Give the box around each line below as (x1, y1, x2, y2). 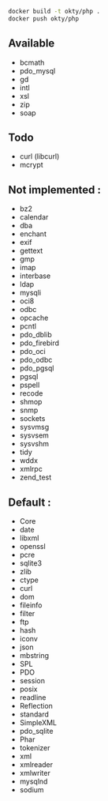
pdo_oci (19, 347, 46, 356)
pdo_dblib (19, 330, 53, 340)
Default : (8, 495, 51, 509)
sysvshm (19, 439, 50, 449)
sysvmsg (19, 423, 50, 432)
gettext (19, 246, 43, 256)
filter (19, 609, 35, 618)
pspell (19, 380, 40, 390)
